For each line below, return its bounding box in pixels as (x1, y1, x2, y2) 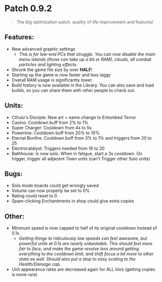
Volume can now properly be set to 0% (11, 188, 90, 194)
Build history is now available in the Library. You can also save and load (11, 82, 154, 88)
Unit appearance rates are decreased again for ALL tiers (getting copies (11, 266, 156, 272)
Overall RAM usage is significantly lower (11, 77, 93, 83)
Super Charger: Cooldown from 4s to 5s (11, 124, 92, 130)
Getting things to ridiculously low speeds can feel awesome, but (18, 235, 147, 241)
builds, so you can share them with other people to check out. (11, 87, 135, 93)
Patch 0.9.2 (4, 3, 52, 14)
